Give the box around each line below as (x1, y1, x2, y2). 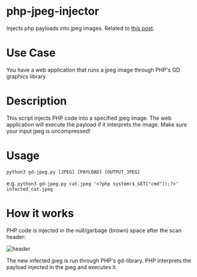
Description (6, 94, 67, 108)
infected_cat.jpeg (6, 186, 53, 192)
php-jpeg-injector (6, 4, 99, 18)
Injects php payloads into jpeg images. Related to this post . (6, 24, 155, 32)
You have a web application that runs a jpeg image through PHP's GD (6, 66, 181, 73)
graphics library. (6, 72, 48, 80)
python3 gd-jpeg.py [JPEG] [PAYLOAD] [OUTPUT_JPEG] (6, 169, 140, 175)
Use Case (6, 46, 56, 60)
